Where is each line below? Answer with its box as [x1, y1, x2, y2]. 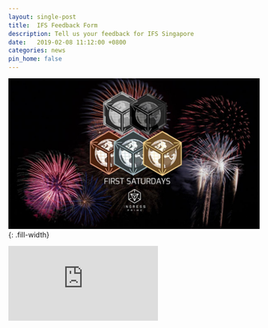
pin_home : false [8, 55, 62, 63]
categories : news [8, 46, 66, 55]
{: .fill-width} [8, 230, 50, 239]
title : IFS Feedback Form [8, 21, 98, 30]
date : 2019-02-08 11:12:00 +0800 [8, 38, 127, 46]
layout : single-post [8, 13, 77, 21]
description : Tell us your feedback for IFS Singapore [8, 30, 195, 38]
